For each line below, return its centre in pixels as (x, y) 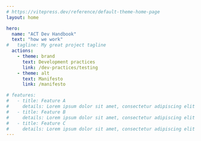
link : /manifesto (44, 84)
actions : (23, 51)
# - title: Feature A (36, 101)
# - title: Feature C (36, 123)
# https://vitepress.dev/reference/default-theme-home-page (83, 12)
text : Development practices (59, 62)
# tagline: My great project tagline (56, 45)
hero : (13, 28)
